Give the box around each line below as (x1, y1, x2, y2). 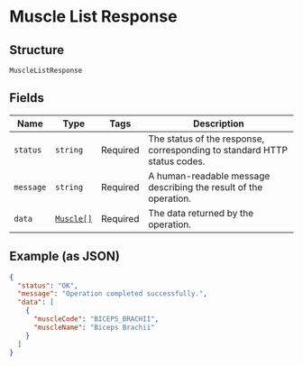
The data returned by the (148, 206, 254, 219)
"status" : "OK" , (17, 281, 78, 290)
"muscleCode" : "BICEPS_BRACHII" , (32, 315, 160, 324)
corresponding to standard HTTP (148, 143, 289, 156)
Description (192, 117, 245, 130)
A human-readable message (148, 169, 271, 182)
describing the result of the (148, 180, 263, 193)
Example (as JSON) (9, 249, 120, 264)
